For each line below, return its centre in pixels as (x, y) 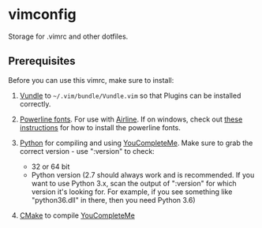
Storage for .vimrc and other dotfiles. (68, 36)
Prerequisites (42, 61)
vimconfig (42, 15)
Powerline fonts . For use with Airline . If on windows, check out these (131, 119)
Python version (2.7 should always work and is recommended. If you (143, 174)
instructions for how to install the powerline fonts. (100, 127)
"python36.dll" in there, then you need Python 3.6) (113, 200)
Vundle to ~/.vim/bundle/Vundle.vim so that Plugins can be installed (130, 95)
